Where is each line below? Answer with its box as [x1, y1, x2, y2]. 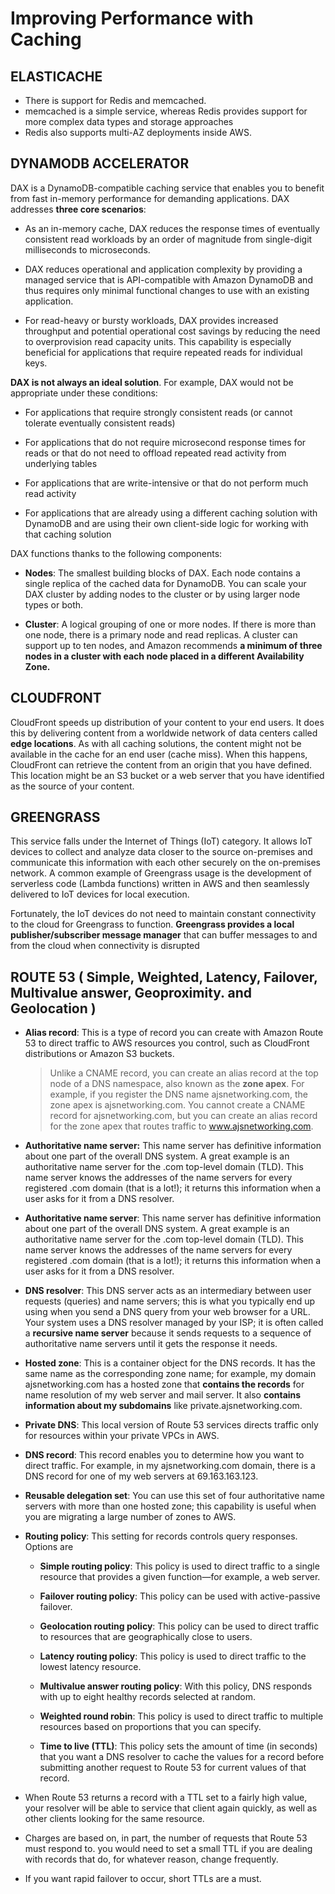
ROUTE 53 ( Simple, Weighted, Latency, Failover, [10, 968, 318, 986]
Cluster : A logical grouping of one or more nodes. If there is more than [24, 618, 317, 630]
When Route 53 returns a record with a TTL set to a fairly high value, [24, 1792, 308, 1804]
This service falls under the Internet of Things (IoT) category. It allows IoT [10, 835, 313, 847]
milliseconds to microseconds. [24, 243, 151, 256]
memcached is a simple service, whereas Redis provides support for [24, 105, 308, 117]
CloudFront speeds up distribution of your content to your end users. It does [10, 716, 325, 728]
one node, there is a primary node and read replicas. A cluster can [24, 628, 298, 641]
